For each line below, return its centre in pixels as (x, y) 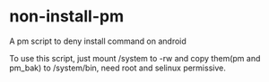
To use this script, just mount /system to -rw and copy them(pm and (135, 58)
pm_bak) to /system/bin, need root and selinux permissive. (117, 68)
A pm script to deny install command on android (98, 41)
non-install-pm (66, 16)
